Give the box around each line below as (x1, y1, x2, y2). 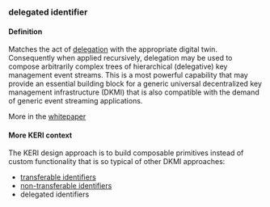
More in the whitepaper (8, 112, 86, 121)
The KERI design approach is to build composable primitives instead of (8, 148, 244, 158)
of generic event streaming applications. (8, 96, 143, 106)
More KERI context (8, 130, 73, 140)
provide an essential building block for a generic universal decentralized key (8, 79, 263, 89)
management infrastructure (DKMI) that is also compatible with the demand (8, 87, 260, 97)
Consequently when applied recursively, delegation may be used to (8, 53, 233, 63)
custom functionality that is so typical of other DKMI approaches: (8, 157, 226, 167)
